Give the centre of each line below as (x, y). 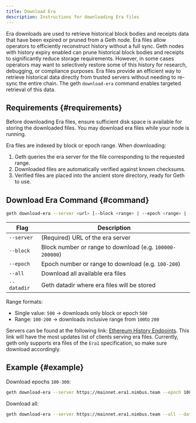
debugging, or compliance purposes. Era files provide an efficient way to (94, 71)
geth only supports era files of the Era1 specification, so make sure (87, 343)
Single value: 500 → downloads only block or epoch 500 (81, 313)
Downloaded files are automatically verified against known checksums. (100, 169)
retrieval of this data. (31, 89)
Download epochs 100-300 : (38, 382)
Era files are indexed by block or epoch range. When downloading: (86, 145)
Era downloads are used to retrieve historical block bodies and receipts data (97, 33)
